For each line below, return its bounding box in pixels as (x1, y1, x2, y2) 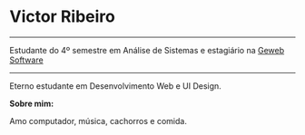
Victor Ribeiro (9, 6, 115, 27)
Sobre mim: (9, 98, 54, 109)
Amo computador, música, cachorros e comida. (9, 115, 188, 126)
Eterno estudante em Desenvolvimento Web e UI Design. (9, 80, 222, 92)
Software (9, 54, 44, 65)
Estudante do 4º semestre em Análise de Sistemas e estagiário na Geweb (9, 44, 285, 55)
